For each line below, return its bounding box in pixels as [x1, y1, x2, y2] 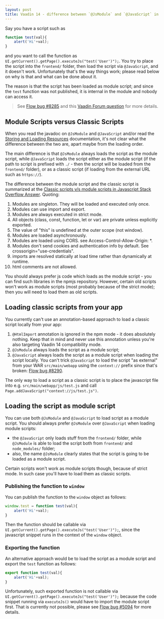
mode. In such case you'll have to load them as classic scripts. [5, 470, 131, 476]
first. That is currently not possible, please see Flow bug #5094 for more [5, 604, 152, 610]
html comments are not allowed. [12, 264, 77, 270]
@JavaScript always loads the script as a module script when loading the [12, 352, 159, 358]
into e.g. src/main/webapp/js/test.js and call [5, 382, 97, 388]
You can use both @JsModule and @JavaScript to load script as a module [5, 415, 149, 421]
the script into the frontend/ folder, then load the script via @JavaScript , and [5, 63, 158, 69]
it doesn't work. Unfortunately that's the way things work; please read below [5, 68, 160, 74]
